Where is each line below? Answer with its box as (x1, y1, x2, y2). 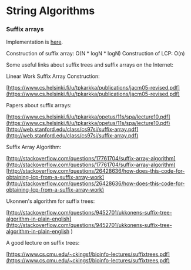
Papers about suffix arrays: (6, 102, 72, 109)
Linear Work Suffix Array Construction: (6, 73, 100, 80)
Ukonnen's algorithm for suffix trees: (6, 197, 95, 205)
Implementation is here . (6, 38, 63, 45)
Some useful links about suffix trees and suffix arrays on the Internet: (6, 61, 174, 68)
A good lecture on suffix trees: (6, 239, 80, 246)
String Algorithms (6, 4, 95, 18)
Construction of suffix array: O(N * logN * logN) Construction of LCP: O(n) (6, 50, 185, 57)
